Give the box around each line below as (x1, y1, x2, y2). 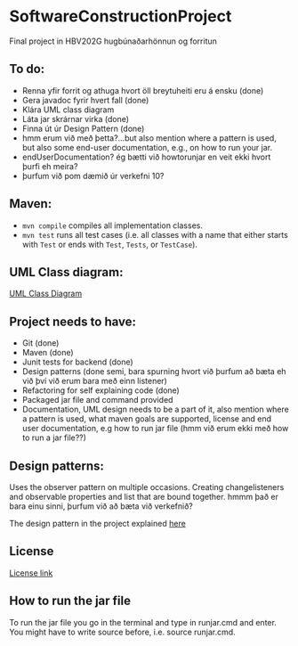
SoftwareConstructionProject (9, 6, 232, 27)
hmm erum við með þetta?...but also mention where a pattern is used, (21, 132, 278, 143)
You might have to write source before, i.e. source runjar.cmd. (9, 626, 236, 637)
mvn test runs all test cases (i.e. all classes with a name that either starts (21, 229, 289, 240)
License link (9, 568, 53, 578)
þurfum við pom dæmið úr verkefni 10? (21, 170, 165, 181)
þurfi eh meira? (21, 160, 78, 171)
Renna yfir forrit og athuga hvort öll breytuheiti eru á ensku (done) (21, 85, 264, 95)
